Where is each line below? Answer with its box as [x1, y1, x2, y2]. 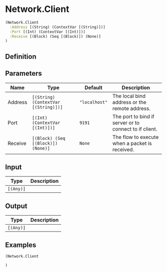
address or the [112, 99, 147, 106]
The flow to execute [112, 134, 159, 140]
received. [112, 146, 134, 153]
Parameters [5, 69, 42, 78]
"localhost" [79, 99, 108, 105]
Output [5, 202, 27, 210]
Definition [5, 52, 36, 61]
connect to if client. [112, 126, 158, 133]
